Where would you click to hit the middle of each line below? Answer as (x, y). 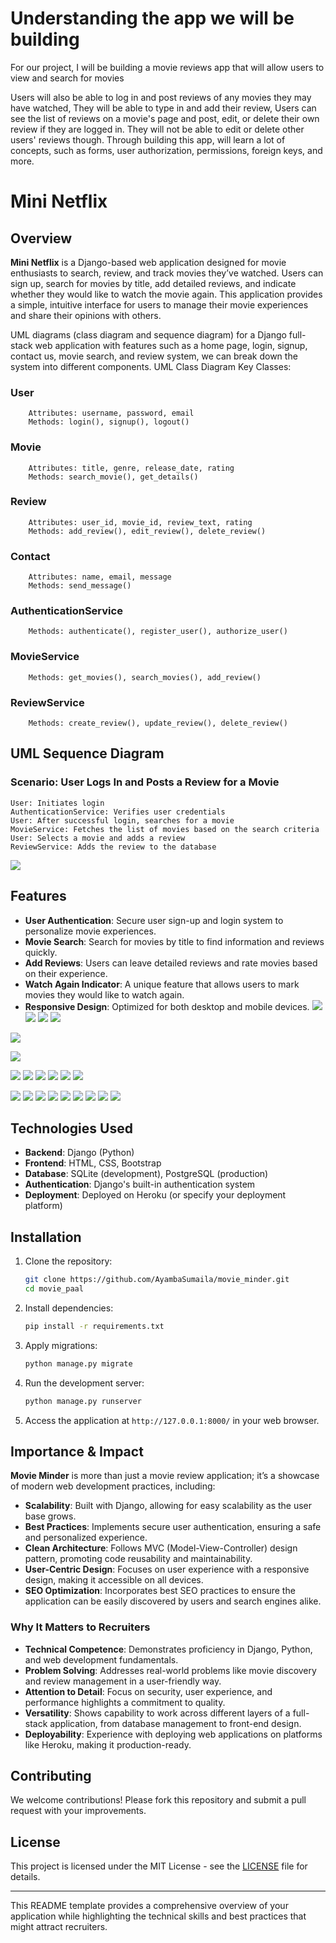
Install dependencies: (69, 1308)
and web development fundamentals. (101, 1659)
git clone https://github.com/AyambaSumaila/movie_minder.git (157, 1280)
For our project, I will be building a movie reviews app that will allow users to (167, 67)
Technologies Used (71, 1128)
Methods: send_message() (80, 586)
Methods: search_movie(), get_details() (113, 477)
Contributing (51, 1776)
